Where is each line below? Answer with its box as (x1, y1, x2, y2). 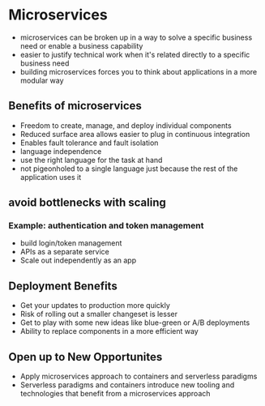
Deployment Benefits (8, 279, 118, 293)
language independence (19, 146, 102, 156)
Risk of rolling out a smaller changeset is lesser (19, 310, 178, 319)
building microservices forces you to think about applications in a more (19, 66, 258, 76)
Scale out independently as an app (19, 255, 136, 265)
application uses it (19, 172, 82, 182)
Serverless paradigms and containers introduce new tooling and (19, 380, 235, 390)
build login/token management (19, 238, 122, 248)
